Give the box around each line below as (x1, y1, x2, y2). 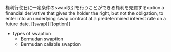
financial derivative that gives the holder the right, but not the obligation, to (5, 10, 163, 16)
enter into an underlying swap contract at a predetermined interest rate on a (5, 16, 166, 21)
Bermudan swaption (20, 36, 63, 42)
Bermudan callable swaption (20, 41, 81, 47)
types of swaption (12, 31, 51, 36)
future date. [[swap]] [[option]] (5, 21, 70, 27)
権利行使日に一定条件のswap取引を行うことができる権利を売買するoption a (5, 5, 164, 10)
